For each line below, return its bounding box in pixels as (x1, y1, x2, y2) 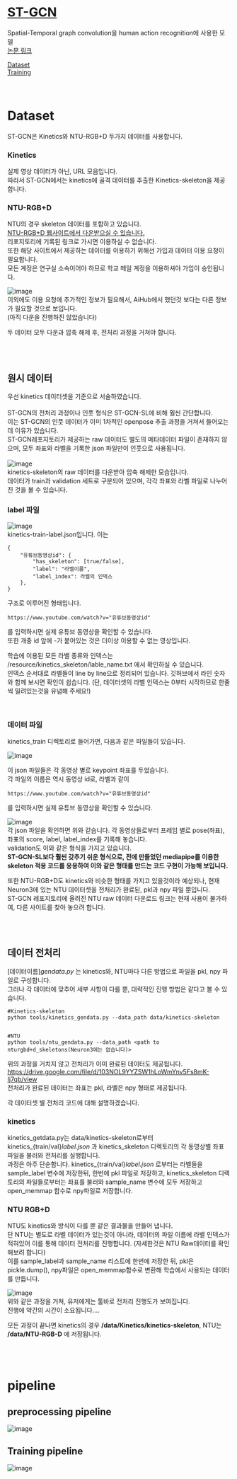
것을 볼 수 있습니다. (14, 485, 68, 494)
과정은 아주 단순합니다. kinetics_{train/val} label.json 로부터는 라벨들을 (7, 1160, 203, 1168)
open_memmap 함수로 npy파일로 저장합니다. (7, 1186, 133, 1195)
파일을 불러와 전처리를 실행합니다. (7, 1151, 100, 1159)
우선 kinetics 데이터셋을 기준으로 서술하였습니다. (7, 392, 141, 401)
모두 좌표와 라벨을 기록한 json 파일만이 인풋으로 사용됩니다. (22, 444, 185, 453)
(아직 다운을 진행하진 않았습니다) (7, 313, 98, 322)
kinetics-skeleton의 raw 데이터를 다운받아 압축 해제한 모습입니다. (7, 468, 189, 476)
